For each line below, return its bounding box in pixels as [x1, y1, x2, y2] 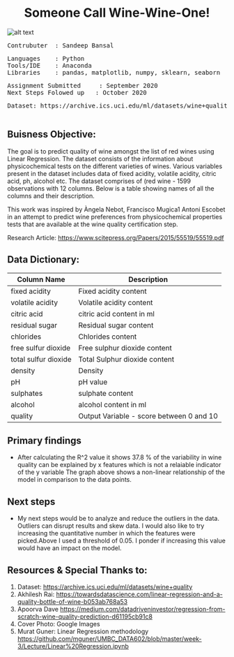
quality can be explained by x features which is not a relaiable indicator [17, 461, 221, 469]
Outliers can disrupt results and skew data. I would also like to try [17, 522, 205, 530]
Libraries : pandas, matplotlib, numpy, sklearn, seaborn [7, 68, 221, 76]
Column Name [17, 274, 65, 284]
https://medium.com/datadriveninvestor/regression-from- [60, 605, 226, 613]
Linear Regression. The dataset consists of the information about [7, 154, 194, 163]
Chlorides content [78, 332, 137, 341]
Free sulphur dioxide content [78, 343, 172, 353]
